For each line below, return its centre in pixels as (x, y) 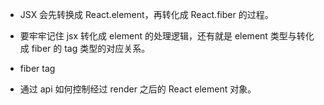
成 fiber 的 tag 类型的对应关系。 (85, 48)
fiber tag (37, 68)
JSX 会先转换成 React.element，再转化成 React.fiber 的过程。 (146, 14)
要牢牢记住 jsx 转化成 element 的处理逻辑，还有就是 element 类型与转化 (167, 36)
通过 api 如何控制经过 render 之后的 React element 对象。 (138, 89)
